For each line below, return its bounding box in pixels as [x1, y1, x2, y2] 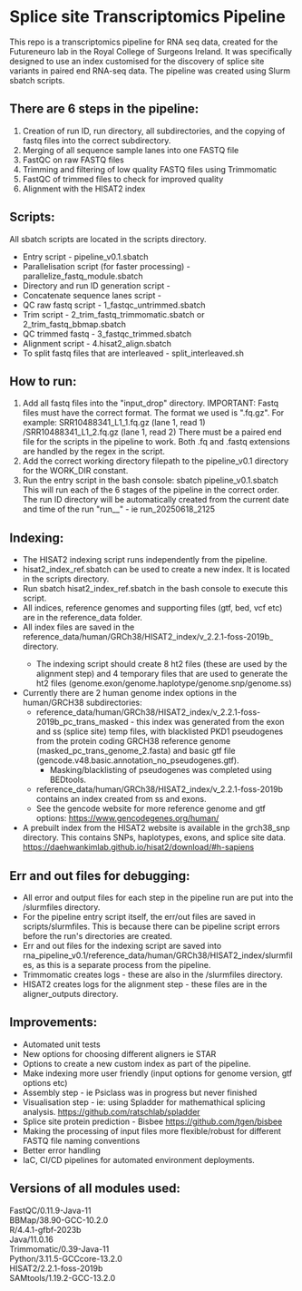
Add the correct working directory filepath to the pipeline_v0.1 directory [22, 455, 288, 466]
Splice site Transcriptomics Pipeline [9, 6, 286, 27]
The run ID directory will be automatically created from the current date [22, 494, 289, 505]
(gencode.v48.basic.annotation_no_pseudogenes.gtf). [35, 755, 239, 766]
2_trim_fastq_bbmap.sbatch [22, 318, 127, 329]
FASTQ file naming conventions [22, 1135, 141, 1146]
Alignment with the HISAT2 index [22, 183, 146, 194]
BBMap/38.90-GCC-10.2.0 [9, 1214, 109, 1226]
